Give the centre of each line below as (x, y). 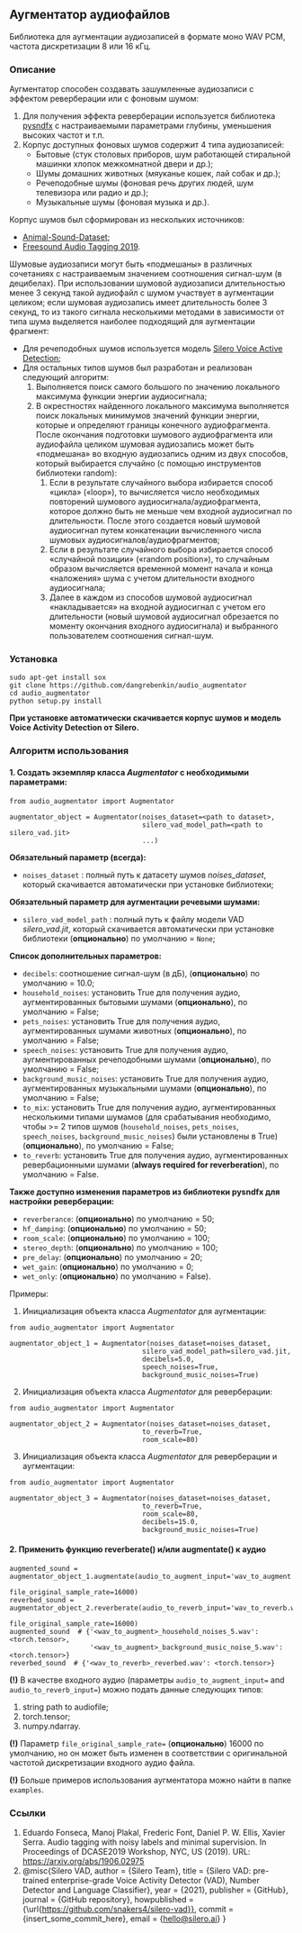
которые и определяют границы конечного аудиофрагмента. (153, 425)
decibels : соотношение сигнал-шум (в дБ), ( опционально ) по (141, 973)
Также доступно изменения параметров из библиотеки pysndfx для (145, 1192)
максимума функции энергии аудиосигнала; (121, 396)
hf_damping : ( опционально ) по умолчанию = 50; (114, 1228)
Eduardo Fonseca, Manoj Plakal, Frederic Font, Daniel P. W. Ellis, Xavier (154, 1833)
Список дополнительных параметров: (85, 956)
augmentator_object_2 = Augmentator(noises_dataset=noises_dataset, (140, 1424)
